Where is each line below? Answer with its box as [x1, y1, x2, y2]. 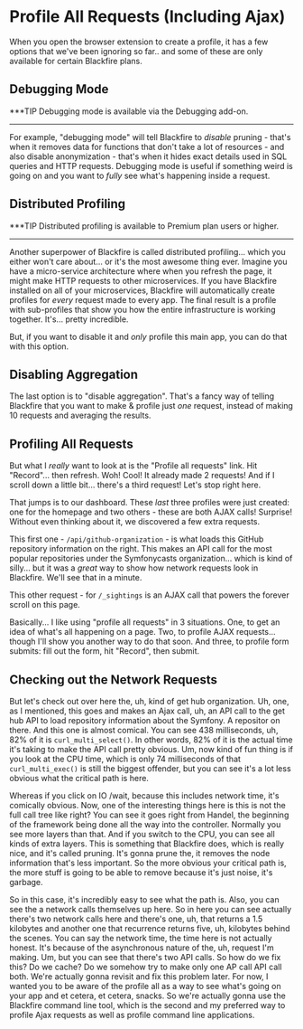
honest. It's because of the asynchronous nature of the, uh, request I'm [9, 942, 274, 953]
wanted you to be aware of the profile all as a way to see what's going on [9, 981, 281, 991]
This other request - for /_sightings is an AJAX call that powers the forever [9, 590, 290, 600]
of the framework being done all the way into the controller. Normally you [9, 819, 281, 829]
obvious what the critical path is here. [9, 773, 149, 783]
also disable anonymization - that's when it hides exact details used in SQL [9, 151, 288, 162]
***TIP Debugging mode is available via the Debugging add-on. [9, 106, 249, 117]
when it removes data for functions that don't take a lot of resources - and [9, 141, 285, 152]
